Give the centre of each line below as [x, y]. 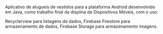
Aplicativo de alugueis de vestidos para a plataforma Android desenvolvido [80, 7]
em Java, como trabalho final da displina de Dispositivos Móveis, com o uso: [81, 12]
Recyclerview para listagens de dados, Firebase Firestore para [68, 21]
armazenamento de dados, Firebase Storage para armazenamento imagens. [81, 26]
